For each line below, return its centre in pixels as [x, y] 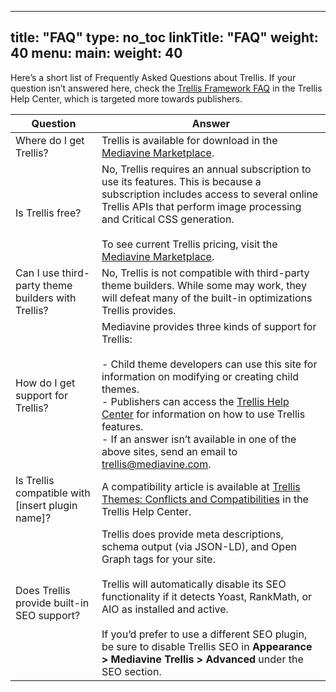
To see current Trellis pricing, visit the [189, 244]
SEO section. [131, 671]
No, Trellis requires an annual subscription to [206, 169]
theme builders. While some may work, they [204, 285]
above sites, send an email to [169, 451]
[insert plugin [46, 505]
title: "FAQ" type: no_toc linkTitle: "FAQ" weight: [164, 37]
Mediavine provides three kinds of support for [209, 326]
